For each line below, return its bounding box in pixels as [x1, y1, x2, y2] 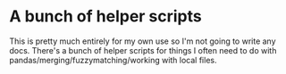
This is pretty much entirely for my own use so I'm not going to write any [9, 36, 276, 46]
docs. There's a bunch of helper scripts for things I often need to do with [9, 45, 277, 55]
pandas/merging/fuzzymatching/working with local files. [9, 54, 217, 65]
